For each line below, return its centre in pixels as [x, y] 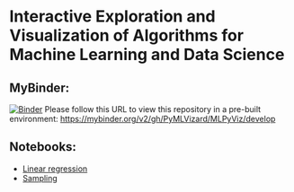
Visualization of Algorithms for [127, 35]
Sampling [40, 178]
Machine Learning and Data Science [147, 55]
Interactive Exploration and [112, 17]
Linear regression [55, 169]
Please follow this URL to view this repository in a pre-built [153, 109]
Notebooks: [43, 147]
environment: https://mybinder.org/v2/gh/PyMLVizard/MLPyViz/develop [143, 119]
